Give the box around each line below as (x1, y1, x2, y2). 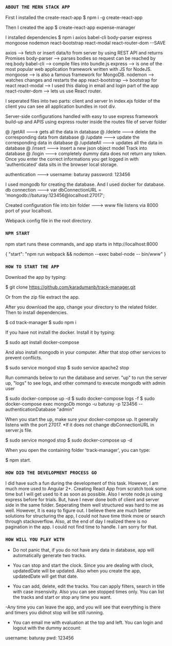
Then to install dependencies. (5, 309, 68, 315)
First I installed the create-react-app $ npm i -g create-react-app (5, 14, 143, 21)
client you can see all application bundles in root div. (5, 103, 117, 109)
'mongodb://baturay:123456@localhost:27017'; (5, 192, 105, 199)
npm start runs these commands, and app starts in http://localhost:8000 (5, 241, 158, 247)
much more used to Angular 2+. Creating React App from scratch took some (5, 486, 167, 492)
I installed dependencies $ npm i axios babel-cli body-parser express (5, 34, 152, 41)
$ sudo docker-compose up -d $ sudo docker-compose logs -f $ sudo (5, 395, 155, 402)
